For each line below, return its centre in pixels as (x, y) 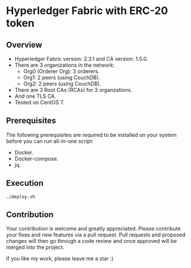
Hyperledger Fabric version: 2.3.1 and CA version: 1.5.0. (81, 59)
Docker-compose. (36, 159)
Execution (25, 183)
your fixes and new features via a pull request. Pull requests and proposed (96, 235)
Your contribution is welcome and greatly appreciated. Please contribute (93, 229)
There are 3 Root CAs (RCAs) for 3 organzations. (73, 90)
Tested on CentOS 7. (39, 102)
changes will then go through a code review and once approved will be (92, 241)
